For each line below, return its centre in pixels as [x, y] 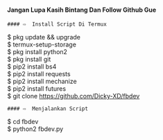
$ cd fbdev [23, 122]
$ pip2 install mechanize [42, 81]
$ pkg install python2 [37, 52]
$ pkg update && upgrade [44, 37]
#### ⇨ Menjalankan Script [48, 109]
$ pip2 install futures [37, 89]
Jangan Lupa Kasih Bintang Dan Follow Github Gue [82, 10]
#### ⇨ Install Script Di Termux [57, 24]
